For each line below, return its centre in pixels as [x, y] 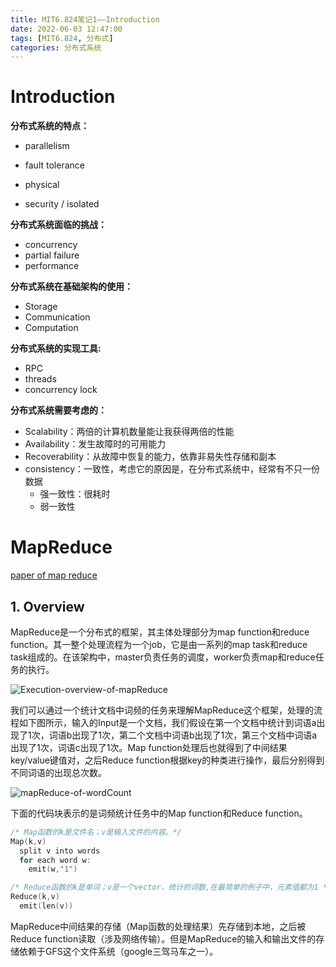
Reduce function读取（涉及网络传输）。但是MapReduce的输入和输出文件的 [163, 938]
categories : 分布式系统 [56, 47]
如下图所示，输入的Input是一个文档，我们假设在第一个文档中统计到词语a [167, 722]
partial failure [52, 255]
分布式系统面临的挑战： [58, 225]
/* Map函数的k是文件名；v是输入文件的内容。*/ [96, 832]
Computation [51, 328]
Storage [41, 307]
